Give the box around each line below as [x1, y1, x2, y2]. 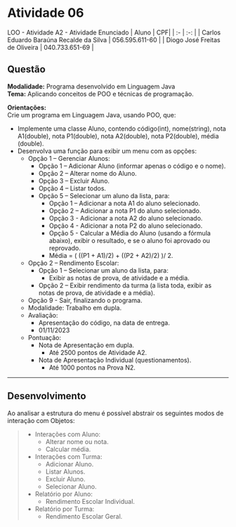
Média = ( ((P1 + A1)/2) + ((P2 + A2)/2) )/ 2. [48, 251, 173, 259]
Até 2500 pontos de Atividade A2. [48, 348, 147, 356]
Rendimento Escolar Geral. [45, 512, 123, 521]
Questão [7, 63, 46, 75]
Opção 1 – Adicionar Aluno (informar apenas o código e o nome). [38, 162, 226, 170]
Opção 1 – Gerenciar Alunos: [27, 154, 110, 162]
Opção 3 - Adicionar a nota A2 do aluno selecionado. [48, 214, 203, 222]
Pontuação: [27, 333, 62, 341]
